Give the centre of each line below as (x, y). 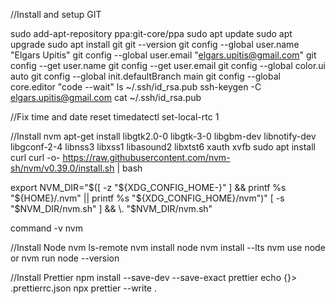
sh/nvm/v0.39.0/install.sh (62, 168)
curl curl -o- (35, 157)
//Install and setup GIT (56, 14)
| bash (129, 168)
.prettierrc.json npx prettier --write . (83, 288)
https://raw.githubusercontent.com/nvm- (146, 157)
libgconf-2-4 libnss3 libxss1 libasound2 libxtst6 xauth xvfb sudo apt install (163, 147)
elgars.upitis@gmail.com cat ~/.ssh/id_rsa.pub (106, 97)
